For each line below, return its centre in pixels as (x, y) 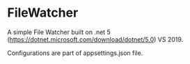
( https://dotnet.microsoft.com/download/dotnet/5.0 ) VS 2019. (95, 39)
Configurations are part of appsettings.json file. (75, 53)
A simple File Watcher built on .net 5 (59, 32)
